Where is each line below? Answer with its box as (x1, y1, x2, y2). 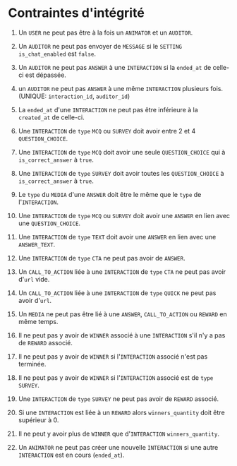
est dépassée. (25, 71, 66, 79)
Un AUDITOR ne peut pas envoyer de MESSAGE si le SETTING (18, 42, 183, 50)
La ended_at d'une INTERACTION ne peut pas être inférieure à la (18, 105, 198, 114)
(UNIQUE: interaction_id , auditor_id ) (18, 92, 130, 100)
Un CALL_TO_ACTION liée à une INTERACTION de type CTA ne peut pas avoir (18, 267, 226, 276)
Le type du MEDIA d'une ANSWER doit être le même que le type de (18, 190, 202, 198)
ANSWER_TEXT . (18, 240, 56, 249)
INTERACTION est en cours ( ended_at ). (18, 450, 125, 459)
